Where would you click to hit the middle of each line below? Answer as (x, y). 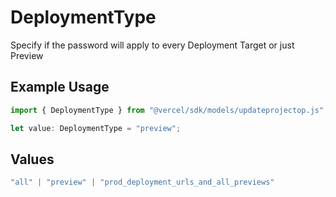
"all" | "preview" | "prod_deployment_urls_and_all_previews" (142, 182)
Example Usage (60, 87)
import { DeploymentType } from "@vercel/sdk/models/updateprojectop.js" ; (169, 110)
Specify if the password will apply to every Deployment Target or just (152, 45)
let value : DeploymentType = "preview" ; (96, 128)
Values (32, 159)
